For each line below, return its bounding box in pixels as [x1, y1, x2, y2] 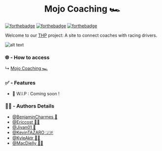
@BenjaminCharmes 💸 [12, 114, 58, 120]
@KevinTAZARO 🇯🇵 [12, 129, 54, 135]
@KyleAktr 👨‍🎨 [12, 135, 41, 141]
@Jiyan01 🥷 [12, 124, 36, 130]
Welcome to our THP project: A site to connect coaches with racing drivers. [5, 32, 158, 38]
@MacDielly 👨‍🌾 [12, 140, 44, 146]
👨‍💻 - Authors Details [5, 103, 55, 109]
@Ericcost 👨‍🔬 [12, 119, 40, 125]
